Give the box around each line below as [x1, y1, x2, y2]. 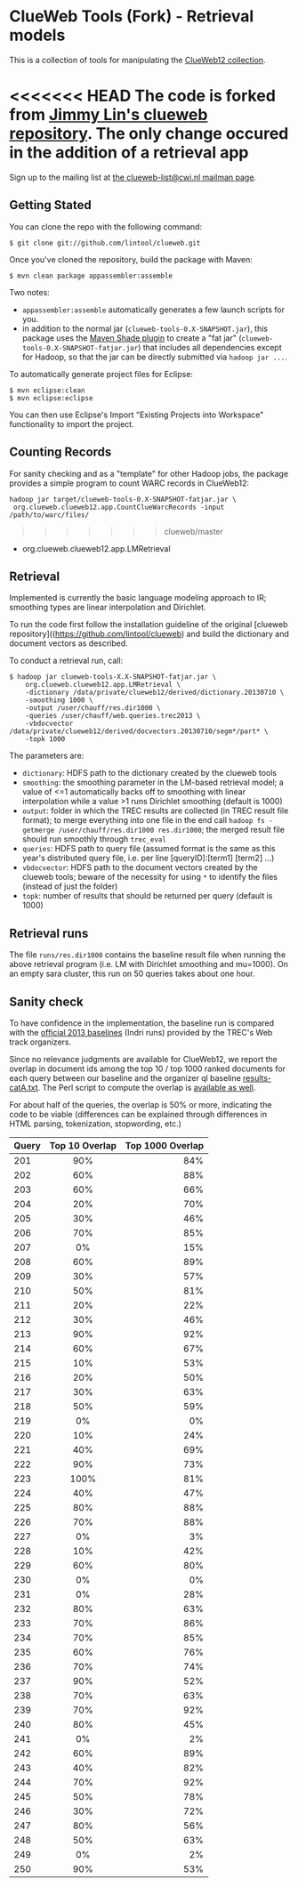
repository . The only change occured [9, 124, 289, 144]
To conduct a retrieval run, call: [9, 656, 124, 666]
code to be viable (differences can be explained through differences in [9, 1109, 268, 1119]
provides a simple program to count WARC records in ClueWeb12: [9, 478, 250, 488]
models [9, 25, 66, 45]
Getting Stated [9, 198, 92, 213]
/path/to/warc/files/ [9, 510, 90, 520]
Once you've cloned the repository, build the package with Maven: [9, 254, 254, 264]
